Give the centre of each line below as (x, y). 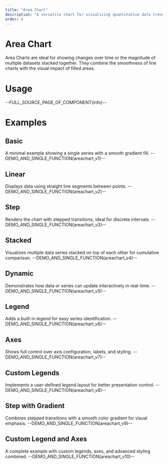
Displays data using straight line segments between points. (66, 186)
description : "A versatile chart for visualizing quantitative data (78, 15)
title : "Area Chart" (27, 10)
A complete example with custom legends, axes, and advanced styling (78, 451)
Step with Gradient (35, 406)
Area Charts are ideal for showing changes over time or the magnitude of (80, 58)
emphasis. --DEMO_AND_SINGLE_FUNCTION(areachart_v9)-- (69, 423)
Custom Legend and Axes (46, 439)
